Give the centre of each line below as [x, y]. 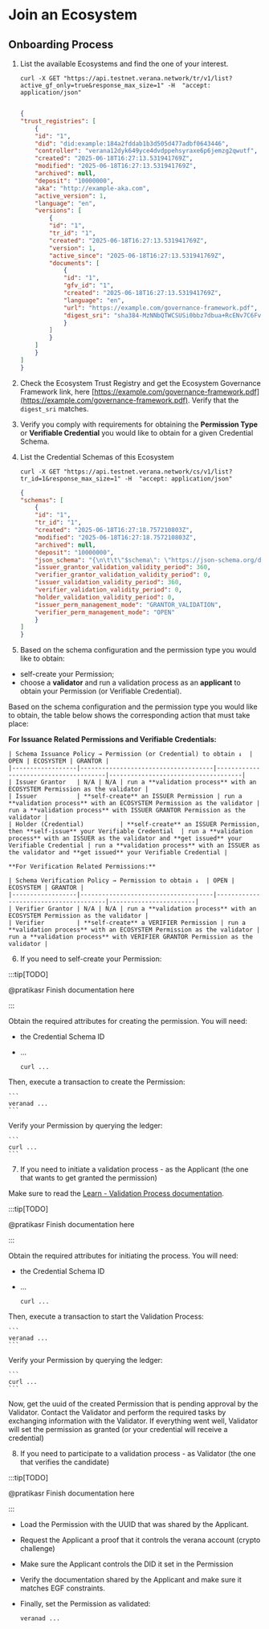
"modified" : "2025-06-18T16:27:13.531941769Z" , [116, 166]
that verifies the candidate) [65, 1462]
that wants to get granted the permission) [89, 1178]
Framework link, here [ [57, 391]
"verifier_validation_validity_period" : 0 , [108, 590]
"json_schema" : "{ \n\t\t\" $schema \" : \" [103, 560]
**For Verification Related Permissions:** [82, 867]
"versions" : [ [58, 211]
